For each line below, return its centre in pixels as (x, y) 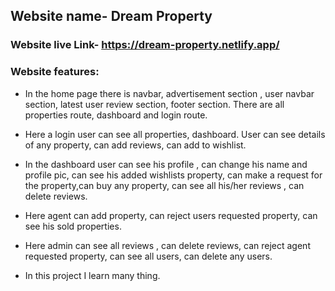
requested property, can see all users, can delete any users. (148, 256)
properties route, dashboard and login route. (116, 115)
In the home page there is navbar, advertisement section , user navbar (169, 93)
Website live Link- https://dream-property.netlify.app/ (145, 45)
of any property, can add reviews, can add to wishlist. (135, 145)
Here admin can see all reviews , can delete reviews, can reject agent (167, 245)
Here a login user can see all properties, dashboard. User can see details (175, 134)
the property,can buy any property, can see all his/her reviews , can (164, 185)
